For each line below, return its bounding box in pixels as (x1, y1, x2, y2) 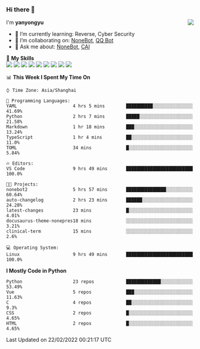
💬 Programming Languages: (6, 98, 70, 104)
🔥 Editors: (6, 160, 34, 166)
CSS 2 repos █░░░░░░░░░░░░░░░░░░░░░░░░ (6, 310, 193, 316)
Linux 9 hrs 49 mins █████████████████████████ (6, 252, 193, 258)
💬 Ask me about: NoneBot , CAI (14, 43, 90, 50)
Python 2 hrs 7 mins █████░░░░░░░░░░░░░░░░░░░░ (6, 113, 193, 120)
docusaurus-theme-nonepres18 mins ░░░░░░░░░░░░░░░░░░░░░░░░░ (6, 218, 193, 224)
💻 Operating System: (6, 245, 60, 251)
